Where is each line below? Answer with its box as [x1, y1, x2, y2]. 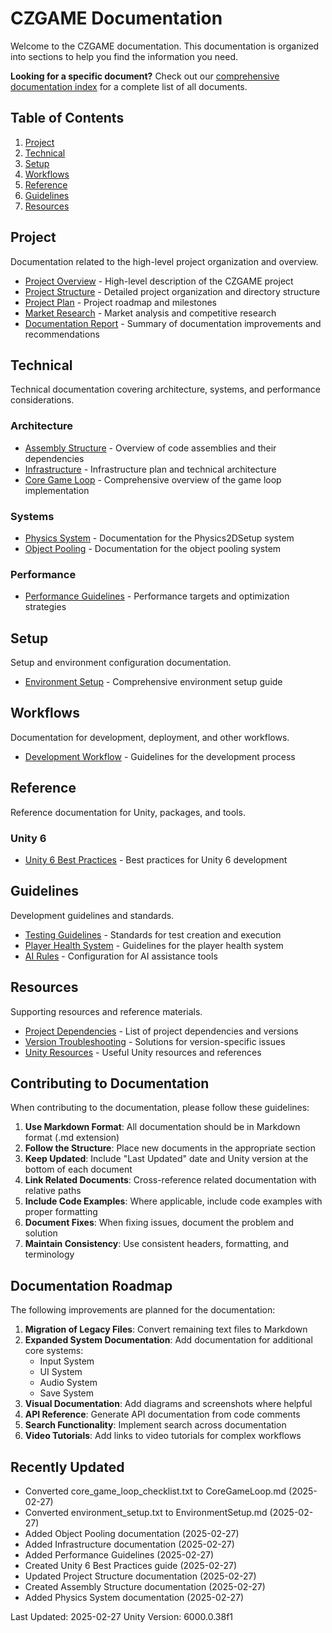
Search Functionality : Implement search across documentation [24, 1419, 287, 1431]
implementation [24, 484, 90, 496]
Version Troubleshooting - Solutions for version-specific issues [24, 1035, 286, 1047]
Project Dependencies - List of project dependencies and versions [24, 1025, 299, 1037]
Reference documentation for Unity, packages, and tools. [10, 806, 246, 818]
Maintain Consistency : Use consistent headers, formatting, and [24, 1238, 289, 1250]
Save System [39, 1387, 95, 1399]
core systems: [24, 1345, 84, 1357]
